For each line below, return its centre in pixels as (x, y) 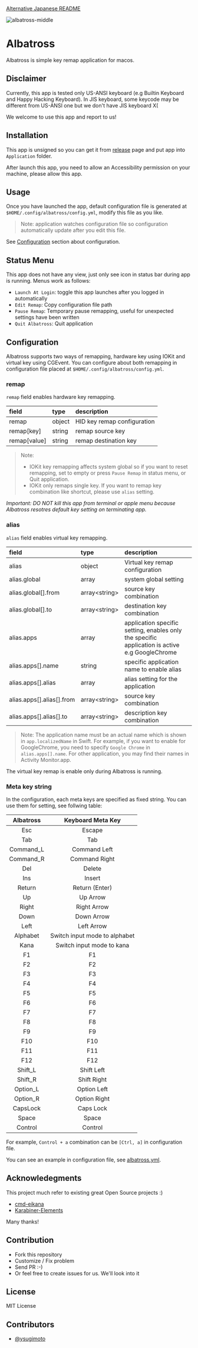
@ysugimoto (30, 1339)
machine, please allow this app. (44, 174)
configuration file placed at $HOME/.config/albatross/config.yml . (85, 369)
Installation (27, 135)
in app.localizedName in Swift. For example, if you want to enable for (103, 741)
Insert (93, 878)
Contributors (30, 1324)
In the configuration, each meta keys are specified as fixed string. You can (96, 799)
